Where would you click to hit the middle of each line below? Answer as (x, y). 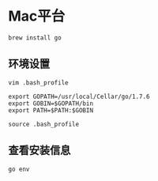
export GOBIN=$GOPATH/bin (51, 104)
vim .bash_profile (38, 83)
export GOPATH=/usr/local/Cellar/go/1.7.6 (79, 96)
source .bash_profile (44, 124)
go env (19, 169)
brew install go (35, 38)
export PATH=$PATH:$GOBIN (51, 110)
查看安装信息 (39, 151)
